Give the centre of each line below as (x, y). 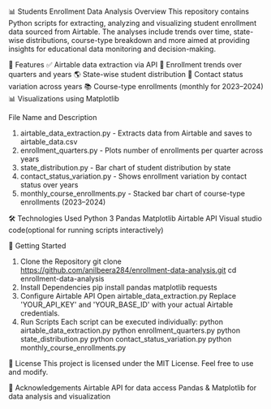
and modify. (28, 372)
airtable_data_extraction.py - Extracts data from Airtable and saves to (136, 133)
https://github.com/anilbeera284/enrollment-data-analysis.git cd (128, 270)
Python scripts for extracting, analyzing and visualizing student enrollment (133, 23)
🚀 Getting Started (37, 245)
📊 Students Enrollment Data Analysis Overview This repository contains (129, 11)
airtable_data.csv (49, 142)
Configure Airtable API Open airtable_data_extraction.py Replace (128, 296)
